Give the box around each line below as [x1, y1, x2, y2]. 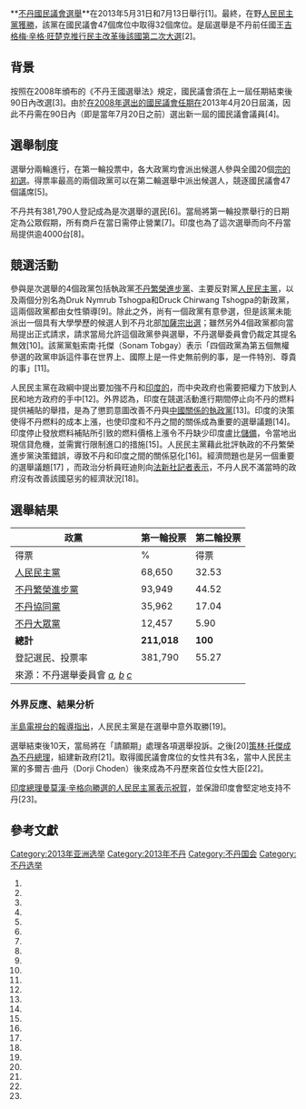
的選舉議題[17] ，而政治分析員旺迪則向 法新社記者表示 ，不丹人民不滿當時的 [10, 462, 289, 473]
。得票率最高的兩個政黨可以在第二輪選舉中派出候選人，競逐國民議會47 [26, 175, 291, 186]
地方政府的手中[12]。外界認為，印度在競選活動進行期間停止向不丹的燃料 [25, 394, 295, 405]
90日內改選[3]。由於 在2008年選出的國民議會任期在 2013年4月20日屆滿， [10, 96, 283, 107]
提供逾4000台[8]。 [17, 228, 90, 239]
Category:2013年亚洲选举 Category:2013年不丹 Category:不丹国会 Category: [10, 849, 297, 860]
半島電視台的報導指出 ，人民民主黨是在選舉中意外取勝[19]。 [10, 721, 232, 731]
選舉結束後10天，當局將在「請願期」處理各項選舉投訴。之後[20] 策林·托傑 [10, 740, 284, 751]
